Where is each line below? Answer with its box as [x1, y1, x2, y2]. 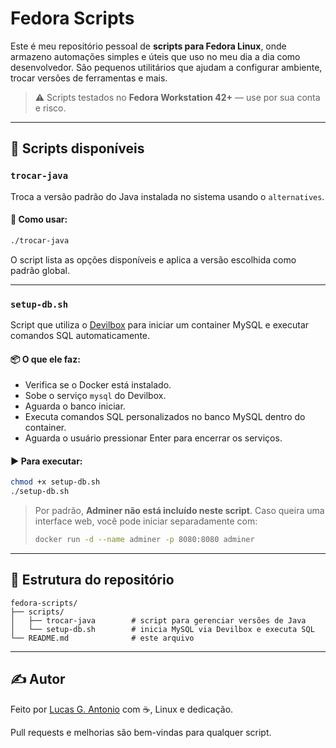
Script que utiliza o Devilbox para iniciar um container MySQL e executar [10, 319, 310, 331]
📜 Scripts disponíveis [10, 140, 145, 157]
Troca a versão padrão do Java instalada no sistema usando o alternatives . [10, 190, 325, 202]
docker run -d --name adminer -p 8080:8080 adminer [34, 535, 255, 545]
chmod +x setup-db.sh [10, 477, 101, 487]
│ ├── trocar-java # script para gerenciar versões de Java [10, 615, 307, 626]
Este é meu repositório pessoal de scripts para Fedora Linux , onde [10, 40, 287, 52]
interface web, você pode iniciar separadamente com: [34, 515, 258, 527]
